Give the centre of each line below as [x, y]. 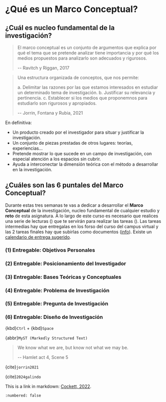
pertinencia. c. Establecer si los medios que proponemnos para [82, 98]
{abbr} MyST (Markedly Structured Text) [47, 338]
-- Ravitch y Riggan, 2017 [43, 68]
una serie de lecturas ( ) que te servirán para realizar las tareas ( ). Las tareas [83, 221]
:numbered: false [23, 395]
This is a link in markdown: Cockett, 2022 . [48, 386]
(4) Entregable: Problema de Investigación [57, 290]
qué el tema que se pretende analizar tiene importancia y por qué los [88, 53]
